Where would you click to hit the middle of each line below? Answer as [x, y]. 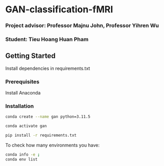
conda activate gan [26, 126]
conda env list [22, 159]
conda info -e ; [23, 155]
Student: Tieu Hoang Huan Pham [47, 40]
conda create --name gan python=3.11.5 [48, 117]
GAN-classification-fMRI [59, 10]
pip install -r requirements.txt [41, 135]
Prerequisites [22, 82]
